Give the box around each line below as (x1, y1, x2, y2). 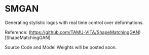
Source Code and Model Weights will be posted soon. (5, 44, 117, 50)
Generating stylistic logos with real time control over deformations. (5, 19, 144, 25)
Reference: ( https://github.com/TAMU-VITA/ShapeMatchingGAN (5, 29, 139, 35)
